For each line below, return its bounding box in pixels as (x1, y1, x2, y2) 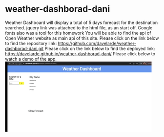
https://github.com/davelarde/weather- (58, 40, 137, 46)
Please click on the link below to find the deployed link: (44, 46, 155, 51)
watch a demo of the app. (5, 56, 57, 62)
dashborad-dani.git (5, 46, 44, 51)
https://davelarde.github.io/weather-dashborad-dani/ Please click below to (5, 50, 155, 57)
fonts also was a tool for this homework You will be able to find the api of (5, 30, 151, 36)
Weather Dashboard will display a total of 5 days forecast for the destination (5, 20, 158, 25)
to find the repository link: (5, 40, 57, 46)
